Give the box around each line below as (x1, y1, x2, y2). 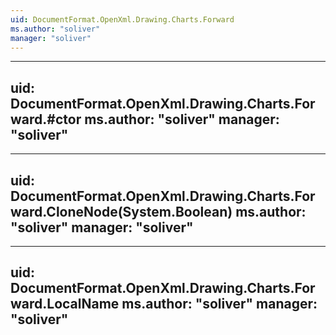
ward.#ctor (10, 111, 82, 128)
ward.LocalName (10, 296, 120, 313)
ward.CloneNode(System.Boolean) (10, 203, 233, 220)
